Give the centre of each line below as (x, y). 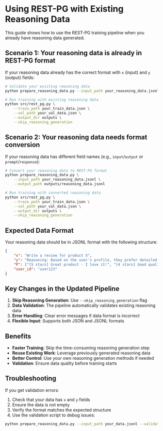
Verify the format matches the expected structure (62, 410)
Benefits (18, 336)
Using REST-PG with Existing (64, 9)
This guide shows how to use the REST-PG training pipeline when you (75, 32)
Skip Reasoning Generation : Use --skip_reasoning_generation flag (80, 300)
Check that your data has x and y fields (51, 399)
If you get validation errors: (32, 390)
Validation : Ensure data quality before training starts (65, 363)
